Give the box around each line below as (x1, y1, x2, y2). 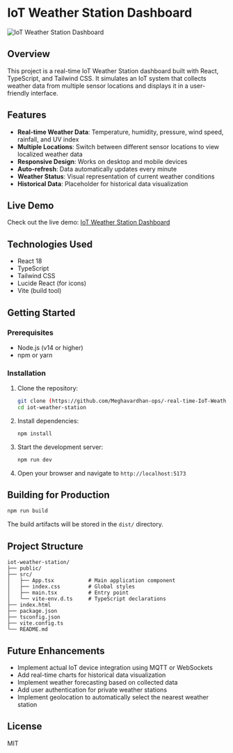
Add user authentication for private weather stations (17, 685, 168, 694)
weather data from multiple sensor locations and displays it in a (7, 82, 189, 90)
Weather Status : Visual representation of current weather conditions (17, 172, 215, 181)
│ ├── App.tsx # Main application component (7, 577, 176, 584)
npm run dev (17, 456, 52, 463)
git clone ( (17, 397, 52, 405)
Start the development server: (17, 443, 104, 451)
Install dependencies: (17, 416, 79, 425)
